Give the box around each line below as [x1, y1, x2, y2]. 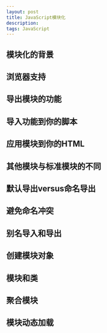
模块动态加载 [6, 317, 54, 328]
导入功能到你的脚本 [6, 116, 78, 126]
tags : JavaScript [6, 25, 50, 32]
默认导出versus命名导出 [6, 183, 96, 193]
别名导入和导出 [6, 228, 62, 238]
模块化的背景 [6, 49, 54, 60]
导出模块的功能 [6, 94, 62, 104]
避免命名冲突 [6, 206, 54, 216]
